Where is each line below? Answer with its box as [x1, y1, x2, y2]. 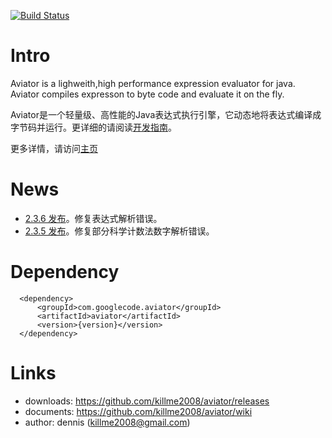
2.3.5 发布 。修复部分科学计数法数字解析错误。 [24, 225, 215, 237]
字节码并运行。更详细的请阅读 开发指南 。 [10, 121, 177, 133]
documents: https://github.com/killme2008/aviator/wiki [24, 405, 253, 417]
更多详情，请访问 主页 [10, 142, 98, 154]
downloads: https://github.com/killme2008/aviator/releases [24, 395, 270, 407]
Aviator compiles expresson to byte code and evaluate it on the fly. [10, 88, 285, 100]
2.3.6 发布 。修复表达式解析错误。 [24, 212, 163, 224]
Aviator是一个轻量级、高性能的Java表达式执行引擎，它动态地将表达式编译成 [10, 108, 322, 120]
